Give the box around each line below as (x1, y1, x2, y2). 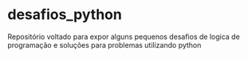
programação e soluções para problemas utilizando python (7, 40, 202, 49)
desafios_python (7, 6, 123, 24)
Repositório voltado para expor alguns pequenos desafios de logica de (7, 32, 240, 41)
